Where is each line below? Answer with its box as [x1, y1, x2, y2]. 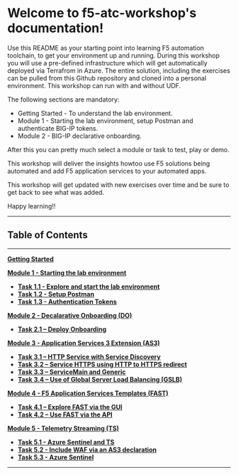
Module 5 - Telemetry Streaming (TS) [7, 424, 119, 432]
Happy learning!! [7, 201, 56, 210]
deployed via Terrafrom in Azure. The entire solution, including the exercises [7, 66, 230, 75]
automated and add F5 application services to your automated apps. [7, 166, 207, 175]
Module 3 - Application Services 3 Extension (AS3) [7, 338, 161, 347]
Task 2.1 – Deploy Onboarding [17, 325, 107, 333]
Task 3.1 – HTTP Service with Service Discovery [17, 352, 161, 361]
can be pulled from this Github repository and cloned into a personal [7, 73, 207, 82]
